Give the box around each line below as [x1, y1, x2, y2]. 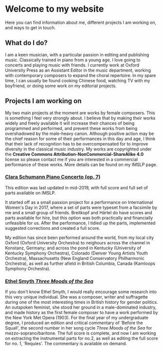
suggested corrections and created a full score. [5, 225, 101, 231]
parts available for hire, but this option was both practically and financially [5, 215, 153, 221]
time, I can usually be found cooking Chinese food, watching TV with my [5, 77, 150, 83]
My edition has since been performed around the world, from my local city [5, 235, 154, 240]
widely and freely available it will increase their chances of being [5, 120, 135, 126]
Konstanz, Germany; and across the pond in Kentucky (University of [5, 245, 142, 251]
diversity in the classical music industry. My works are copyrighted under [5, 146, 152, 152]
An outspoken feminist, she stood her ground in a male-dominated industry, [5, 304, 157, 310]
